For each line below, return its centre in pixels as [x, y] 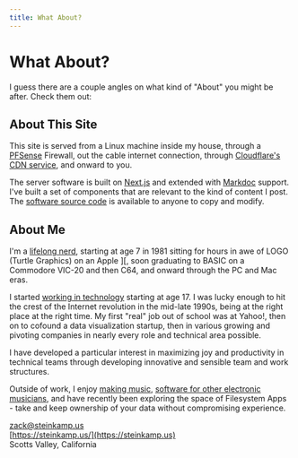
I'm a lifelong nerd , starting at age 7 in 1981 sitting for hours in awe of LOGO [149, 251]
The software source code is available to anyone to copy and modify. [137, 202]
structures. [29, 372]
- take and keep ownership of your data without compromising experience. [148, 408]
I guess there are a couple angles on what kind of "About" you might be [141, 87]
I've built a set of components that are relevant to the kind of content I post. [149, 192]
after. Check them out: [51, 96]
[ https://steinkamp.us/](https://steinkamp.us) [92, 435]
